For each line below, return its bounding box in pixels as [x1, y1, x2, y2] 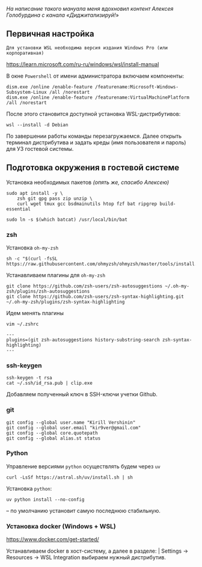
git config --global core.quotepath [6, 430, 98, 436]
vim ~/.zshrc [6, 321, 39, 327]
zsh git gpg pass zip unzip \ [17, 195, 93, 201]
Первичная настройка [6, 29, 94, 39]
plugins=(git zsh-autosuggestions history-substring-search [6, 337, 161, 343]
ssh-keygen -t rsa [6, 375, 52, 381]
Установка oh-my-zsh [6, 244, 59, 251]
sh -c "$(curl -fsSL [6, 256, 58, 262]
